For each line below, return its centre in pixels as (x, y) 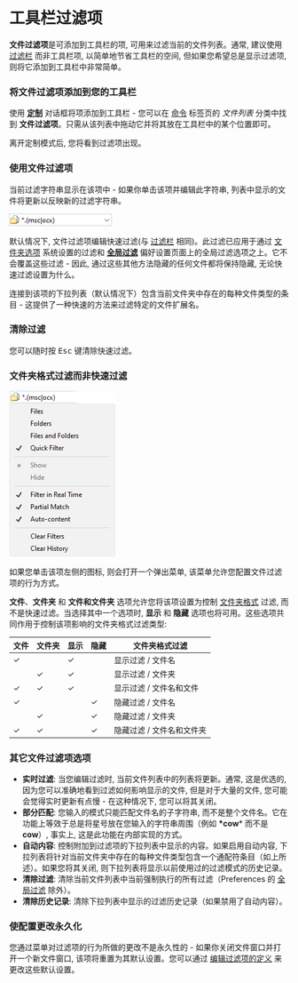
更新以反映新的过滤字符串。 (75, 200)
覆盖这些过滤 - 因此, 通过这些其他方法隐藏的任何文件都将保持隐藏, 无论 (145, 263)
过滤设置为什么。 (48, 274)
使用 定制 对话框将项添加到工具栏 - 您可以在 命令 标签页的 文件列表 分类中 (144, 113)
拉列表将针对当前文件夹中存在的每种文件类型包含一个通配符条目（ (142, 856)
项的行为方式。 (36, 583)
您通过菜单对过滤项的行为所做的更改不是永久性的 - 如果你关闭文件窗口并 (141, 947)
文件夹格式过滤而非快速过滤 (68, 376)
